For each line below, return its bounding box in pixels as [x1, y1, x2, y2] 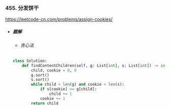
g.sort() [31, 72, 50, 78]
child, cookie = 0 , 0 [31, 67, 77, 73]
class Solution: [12, 58, 47, 63]
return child [31, 100, 58, 106]
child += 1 [49, 91, 72, 96]
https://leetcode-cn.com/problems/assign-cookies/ [5, 16, 113, 22]
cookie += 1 [40, 96, 65, 101]
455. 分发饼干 [5, 4, 39, 11]
